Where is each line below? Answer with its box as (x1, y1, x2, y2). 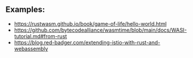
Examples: (5, 5, 45, 15)
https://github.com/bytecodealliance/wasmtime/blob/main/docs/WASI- (14, 26, 187, 33)
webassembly (14, 45, 48, 52)
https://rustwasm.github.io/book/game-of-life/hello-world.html (14, 20, 167, 27)
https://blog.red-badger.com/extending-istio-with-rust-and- (14, 39, 161, 46)
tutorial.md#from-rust (14, 32, 67, 40)
